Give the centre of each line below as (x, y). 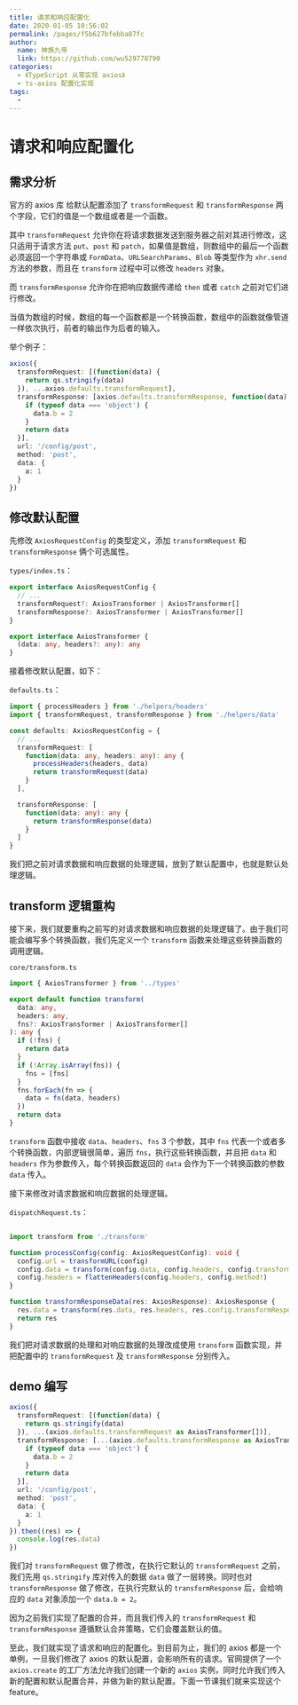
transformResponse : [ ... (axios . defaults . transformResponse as (134, 1440)
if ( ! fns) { (39, 1041)
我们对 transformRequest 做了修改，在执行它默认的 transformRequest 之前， (147, 1566)
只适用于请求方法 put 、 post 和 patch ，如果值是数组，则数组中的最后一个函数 (149, 246)
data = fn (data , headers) (73, 1098)
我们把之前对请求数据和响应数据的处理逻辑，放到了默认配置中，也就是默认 (145, 864)
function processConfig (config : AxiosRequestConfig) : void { (125, 1252)
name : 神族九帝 (43, 51)
